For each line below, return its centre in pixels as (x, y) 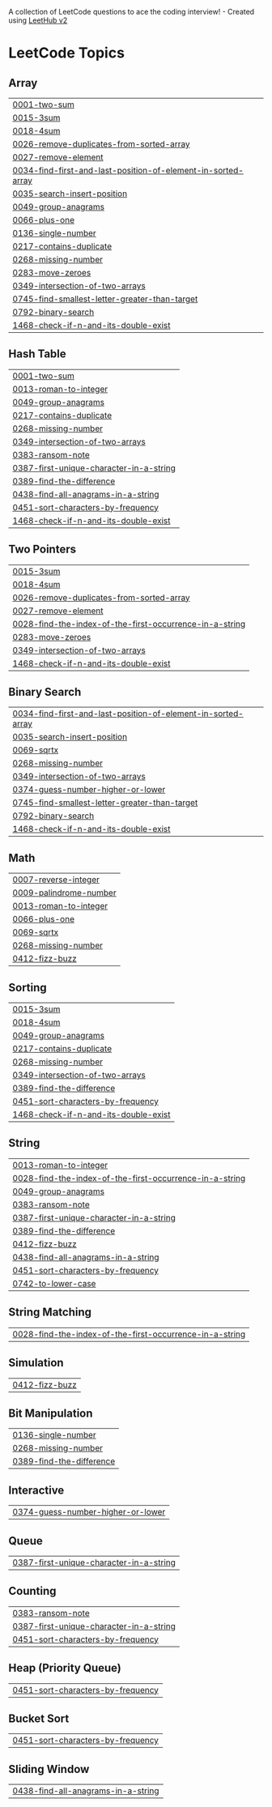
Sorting (28, 987)
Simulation (36, 1363)
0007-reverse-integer (56, 880)
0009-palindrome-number (64, 893)
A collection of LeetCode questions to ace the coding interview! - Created (132, 12)
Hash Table (37, 354)
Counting (32, 1591)
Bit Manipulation (51, 1413)
